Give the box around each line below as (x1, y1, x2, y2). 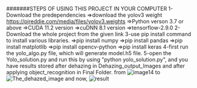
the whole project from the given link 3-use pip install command (33, 31, 192, 38)
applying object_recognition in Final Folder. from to (6, 69, 161, 75)
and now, (65, 75, 88, 82)
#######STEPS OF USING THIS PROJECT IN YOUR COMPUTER (6, 5, 167, 12)
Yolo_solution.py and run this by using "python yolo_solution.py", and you (6, 56, 189, 63)
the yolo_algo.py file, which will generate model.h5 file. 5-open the (6, 50, 172, 56)
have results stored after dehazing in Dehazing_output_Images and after (6, 62, 185, 69)
